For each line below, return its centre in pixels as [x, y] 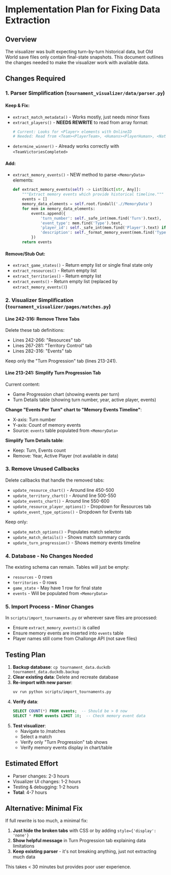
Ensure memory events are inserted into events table [68, 633]
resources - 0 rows [32, 577]
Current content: [23, 384]
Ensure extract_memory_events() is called [56, 628]
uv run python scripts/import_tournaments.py [62, 692]
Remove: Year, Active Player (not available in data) [66, 455]
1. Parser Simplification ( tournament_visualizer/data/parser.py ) [85, 93]
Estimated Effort [32, 763]
